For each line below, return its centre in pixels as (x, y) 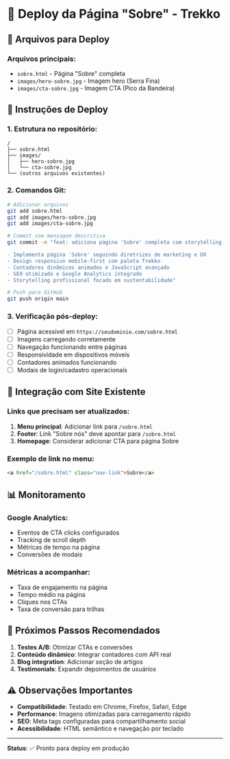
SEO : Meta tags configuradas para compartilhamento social (101, 721)
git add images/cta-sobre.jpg (50, 224)
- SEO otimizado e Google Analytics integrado (75, 274)
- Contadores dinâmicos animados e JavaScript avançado (88, 267)
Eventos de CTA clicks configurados (68, 532)
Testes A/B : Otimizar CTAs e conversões (75, 647)
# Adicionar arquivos (38, 205)
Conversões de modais (50, 554)
